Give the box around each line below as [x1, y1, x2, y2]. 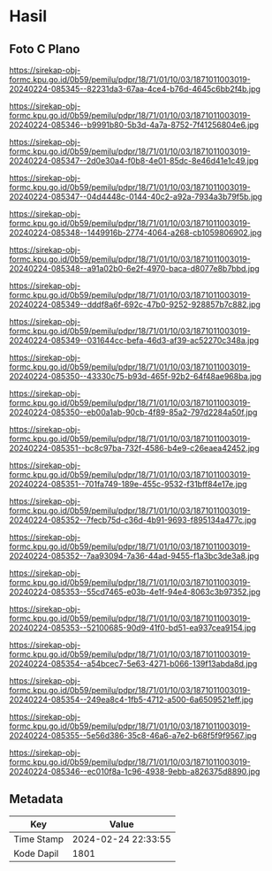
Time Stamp [13, 833, 64, 845]
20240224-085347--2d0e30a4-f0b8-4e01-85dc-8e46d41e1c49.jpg [9, 156, 259, 165]
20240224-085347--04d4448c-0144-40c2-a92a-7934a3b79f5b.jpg [9, 192, 263, 202]
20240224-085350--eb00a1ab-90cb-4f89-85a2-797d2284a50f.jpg [9, 407, 258, 417]
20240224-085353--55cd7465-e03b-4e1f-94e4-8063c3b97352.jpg [9, 586, 261, 597]
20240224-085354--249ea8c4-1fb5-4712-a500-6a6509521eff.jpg [9, 694, 253, 705]
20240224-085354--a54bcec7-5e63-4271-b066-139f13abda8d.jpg [9, 659, 258, 669]
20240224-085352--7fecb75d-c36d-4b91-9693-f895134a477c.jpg [9, 515, 257, 525]
